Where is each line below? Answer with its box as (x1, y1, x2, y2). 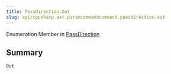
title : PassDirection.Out (6, 8, 70, 15)
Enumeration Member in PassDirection (6, 30, 100, 37)
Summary (6, 47, 43, 57)
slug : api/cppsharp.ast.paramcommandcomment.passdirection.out (6, 14, 166, 20)
